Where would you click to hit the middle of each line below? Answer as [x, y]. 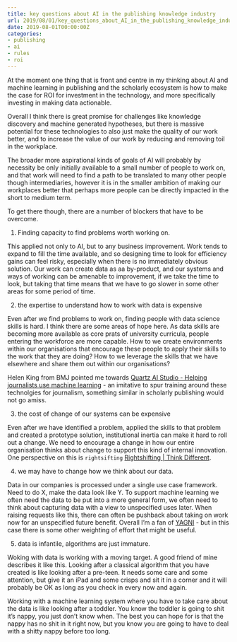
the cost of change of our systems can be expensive [94, 414]
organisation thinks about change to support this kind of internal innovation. [117, 450]
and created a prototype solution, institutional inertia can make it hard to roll [117, 435]
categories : [25, 34]
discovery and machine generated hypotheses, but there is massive [106, 124]
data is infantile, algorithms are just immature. [84, 543]
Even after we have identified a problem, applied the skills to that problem [114, 427]
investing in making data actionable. [60, 103]
